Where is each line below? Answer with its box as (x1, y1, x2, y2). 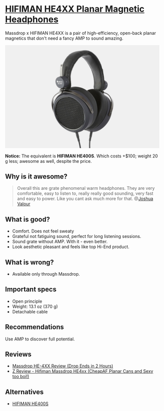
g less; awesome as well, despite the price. (5, 158, 92, 164)
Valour (17, 201, 30, 207)
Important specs (5, 285, 57, 294)
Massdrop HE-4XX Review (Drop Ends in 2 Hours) (12, 363, 114, 369)
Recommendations (5, 323, 64, 332)
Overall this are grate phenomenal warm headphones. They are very (17, 185, 155, 191)
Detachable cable (12, 308, 48, 314)
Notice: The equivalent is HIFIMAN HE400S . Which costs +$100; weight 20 (5, 153, 158, 159)
